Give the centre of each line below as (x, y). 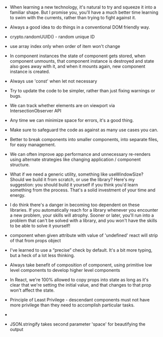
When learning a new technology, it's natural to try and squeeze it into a (83, 7)
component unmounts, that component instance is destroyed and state (82, 61)
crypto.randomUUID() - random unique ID (52, 37)
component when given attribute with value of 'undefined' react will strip (84, 235)
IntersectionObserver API (36, 111)
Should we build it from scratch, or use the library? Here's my (72, 179)
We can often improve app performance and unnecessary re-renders (80, 154)
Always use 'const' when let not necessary (53, 81)
